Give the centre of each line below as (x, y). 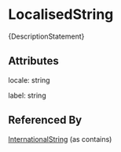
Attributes (33, 61)
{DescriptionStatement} (46, 36)
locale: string (29, 80)
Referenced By (45, 120)
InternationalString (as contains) (60, 139)
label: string (27, 95)
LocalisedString (61, 15)
